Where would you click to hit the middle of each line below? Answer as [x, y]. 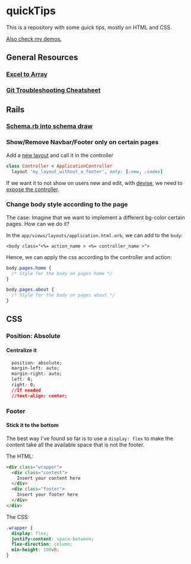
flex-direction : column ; [42, 544]
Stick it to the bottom [33, 425]
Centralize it [22, 350]
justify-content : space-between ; [53, 539]
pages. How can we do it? [38, 224]
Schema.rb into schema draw [50, 126]
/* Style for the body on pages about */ [63, 295]
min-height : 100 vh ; [36, 550]
